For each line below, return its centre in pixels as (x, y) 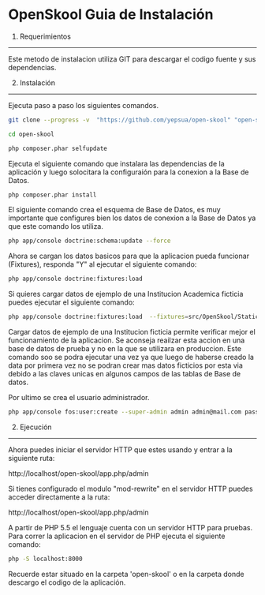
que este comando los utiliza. (56, 226)
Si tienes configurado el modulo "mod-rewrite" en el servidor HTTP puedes (131, 488)
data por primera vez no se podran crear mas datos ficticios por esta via (125, 365)
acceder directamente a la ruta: (59, 497)
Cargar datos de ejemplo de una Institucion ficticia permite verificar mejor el (132, 332)
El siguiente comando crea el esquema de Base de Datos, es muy (114, 210)
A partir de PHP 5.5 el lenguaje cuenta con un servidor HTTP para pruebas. (131, 527)
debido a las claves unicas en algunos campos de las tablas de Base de (125, 374)
